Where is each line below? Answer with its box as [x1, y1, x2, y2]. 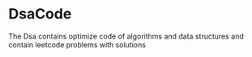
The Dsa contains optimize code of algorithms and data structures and [8, 31, 245, 41]
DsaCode [8, 5, 72, 23]
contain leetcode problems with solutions [8, 39, 146, 49]
